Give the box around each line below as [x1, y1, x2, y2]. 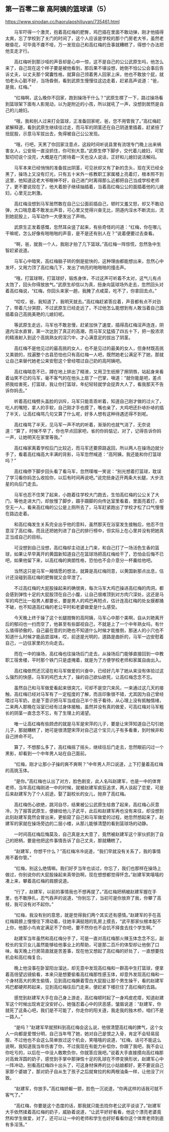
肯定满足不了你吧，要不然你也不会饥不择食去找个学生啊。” [36, 924, 155, 931]
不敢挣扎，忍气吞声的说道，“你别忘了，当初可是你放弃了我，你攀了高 [18, 895, 162, 901]
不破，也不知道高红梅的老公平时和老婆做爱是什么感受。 [5, 604, 120, 610]
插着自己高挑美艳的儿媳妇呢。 [5, 311, 67, 317]
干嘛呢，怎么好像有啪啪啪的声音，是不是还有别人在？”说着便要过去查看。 [5, 230, 157, 236]
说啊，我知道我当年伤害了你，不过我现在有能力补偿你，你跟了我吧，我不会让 [5, 1043, 164, 1049]
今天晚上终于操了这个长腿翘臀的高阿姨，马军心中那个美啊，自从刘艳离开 [14, 614, 164, 621]
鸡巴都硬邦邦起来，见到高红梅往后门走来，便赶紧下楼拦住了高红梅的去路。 [5, 984, 159, 990]
